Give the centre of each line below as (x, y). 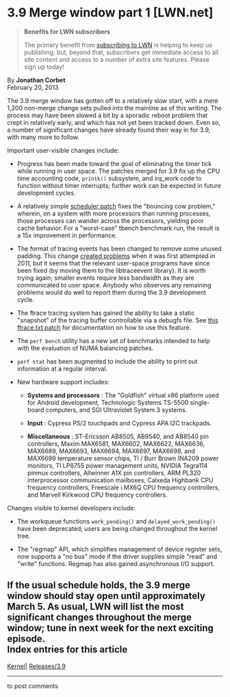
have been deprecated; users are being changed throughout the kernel (117, 528)
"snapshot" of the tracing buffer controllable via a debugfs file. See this (118, 320)
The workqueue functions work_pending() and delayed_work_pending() (116, 521)
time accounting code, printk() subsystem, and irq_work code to (109, 178)
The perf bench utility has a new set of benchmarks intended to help (113, 340)
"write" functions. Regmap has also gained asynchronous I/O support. (116, 563)
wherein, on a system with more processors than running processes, (114, 213)
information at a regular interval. (62, 368)
